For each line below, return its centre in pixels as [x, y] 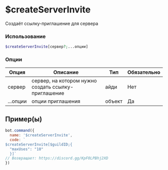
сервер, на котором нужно [64, 81]
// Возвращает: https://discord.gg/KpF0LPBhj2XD [57, 159]
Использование [25, 36]
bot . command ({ [20, 131]
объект [114, 101]
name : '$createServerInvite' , [41, 135]
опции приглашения [56, 101]
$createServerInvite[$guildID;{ [39, 144]
